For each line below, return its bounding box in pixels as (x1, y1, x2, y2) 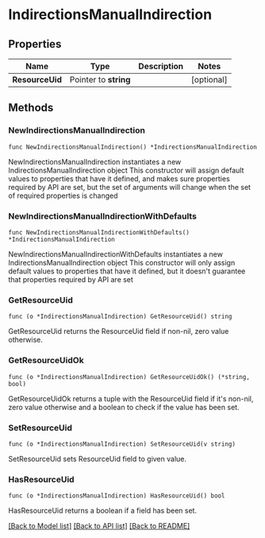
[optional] (190, 74, 228, 85)
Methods (8, 101, 54, 114)
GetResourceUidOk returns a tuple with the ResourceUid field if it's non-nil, (8, 393, 254, 403)
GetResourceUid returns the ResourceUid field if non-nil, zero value (8, 327, 229, 336)
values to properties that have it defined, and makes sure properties (8, 173, 230, 184)
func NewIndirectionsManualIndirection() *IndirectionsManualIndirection (8, 143, 258, 151)
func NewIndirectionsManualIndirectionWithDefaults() (8, 228, 190, 236)
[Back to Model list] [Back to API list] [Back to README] (8, 521, 190, 531)
